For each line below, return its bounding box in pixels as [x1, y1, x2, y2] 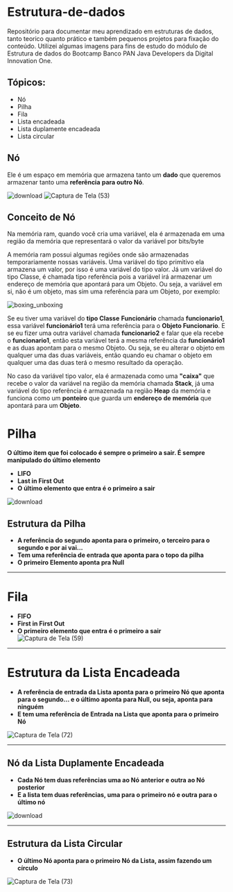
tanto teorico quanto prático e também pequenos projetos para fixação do [7, 34, 219, 42]
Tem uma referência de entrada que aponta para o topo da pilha [17, 551, 205, 559]
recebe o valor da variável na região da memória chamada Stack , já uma [7, 379, 215, 388]
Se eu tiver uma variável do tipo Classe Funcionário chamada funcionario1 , [7, 314, 225, 323]
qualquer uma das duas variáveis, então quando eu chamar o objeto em [7, 351, 213, 359]
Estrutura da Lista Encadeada [7, 665, 180, 680]
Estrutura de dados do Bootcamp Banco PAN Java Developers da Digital [7, 49, 214, 58]
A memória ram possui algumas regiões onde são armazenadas [7, 250, 189, 259]
